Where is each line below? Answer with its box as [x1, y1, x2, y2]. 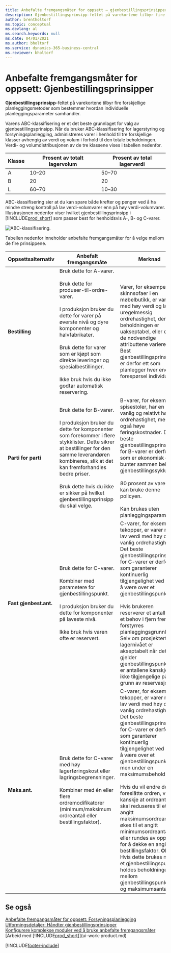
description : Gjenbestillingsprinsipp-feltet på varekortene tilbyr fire [5, 12, 165, 17]
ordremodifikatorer [59, 799, 105, 807]
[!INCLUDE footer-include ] [5, 942, 60, 949]
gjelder [120, 654, 137, 661]
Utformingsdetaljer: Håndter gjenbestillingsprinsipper [5, 922, 117, 928]
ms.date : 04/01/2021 [5, 36, 49, 41]
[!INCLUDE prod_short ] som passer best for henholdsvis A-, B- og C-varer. [5, 215, 161, 221]
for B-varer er [120, 448, 154, 455]
